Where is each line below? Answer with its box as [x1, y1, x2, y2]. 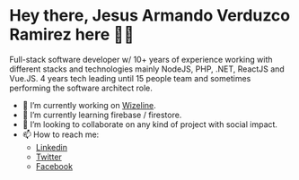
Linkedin [35, 141, 67, 152]
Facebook [35, 160, 74, 171]
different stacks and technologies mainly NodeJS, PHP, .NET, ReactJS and [9, 64, 285, 74]
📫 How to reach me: [22, 129, 100, 140]
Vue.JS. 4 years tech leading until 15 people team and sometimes [9, 73, 251, 83]
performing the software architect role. [9, 82, 153, 93]
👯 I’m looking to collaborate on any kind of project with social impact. [22, 118, 278, 130]
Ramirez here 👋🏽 [9, 24, 135, 45]
